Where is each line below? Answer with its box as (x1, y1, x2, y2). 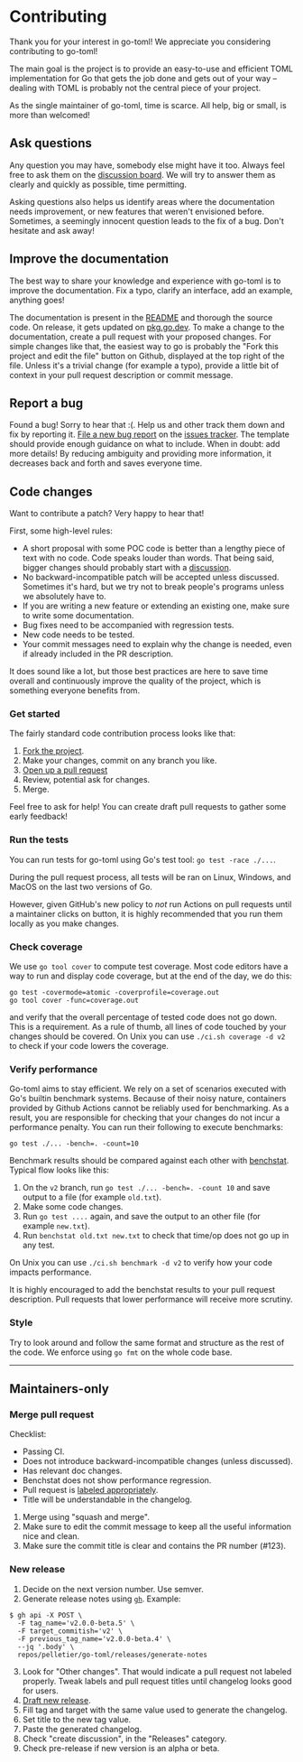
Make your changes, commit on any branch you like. (22, 756, 217, 766)
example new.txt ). (22, 1220, 90, 1231)
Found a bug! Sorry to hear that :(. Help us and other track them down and (9, 420, 286, 431)
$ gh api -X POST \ (9, 1610, 83, 1619)
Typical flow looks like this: (9, 1164, 110, 1175)
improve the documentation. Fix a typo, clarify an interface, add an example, (9, 284, 293, 295)
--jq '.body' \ (17, 1642, 75, 1651)
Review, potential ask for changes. (22, 774, 151, 785)
